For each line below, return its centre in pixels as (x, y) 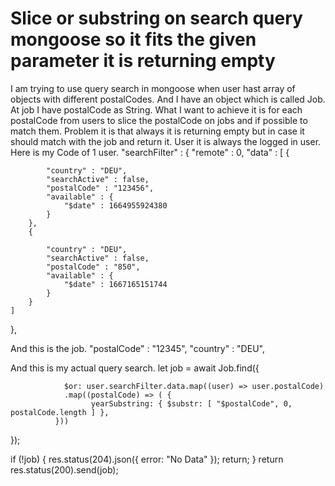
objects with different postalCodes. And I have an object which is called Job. (168, 99)
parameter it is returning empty (143, 61)
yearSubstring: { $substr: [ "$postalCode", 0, (191, 403)
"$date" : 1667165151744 (115, 284)
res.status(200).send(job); (64, 469)
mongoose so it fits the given (133, 39)
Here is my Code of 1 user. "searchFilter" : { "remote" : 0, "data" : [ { (150, 152)
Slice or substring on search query (156, 18)
